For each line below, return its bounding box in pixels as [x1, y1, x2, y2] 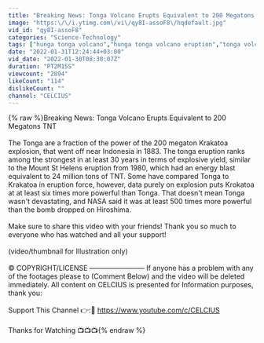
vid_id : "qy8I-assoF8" [8, 26, 82, 34]
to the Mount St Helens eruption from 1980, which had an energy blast [8, 163, 236, 173]
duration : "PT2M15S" [8, 63, 76, 71]
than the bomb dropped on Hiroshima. [8, 205, 132, 214]
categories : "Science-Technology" [8, 33, 122, 42]
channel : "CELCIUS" [8, 92, 72, 100]
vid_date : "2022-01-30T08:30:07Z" [8, 56, 122, 64]
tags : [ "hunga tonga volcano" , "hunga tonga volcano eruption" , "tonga [8, 41, 241, 49]
